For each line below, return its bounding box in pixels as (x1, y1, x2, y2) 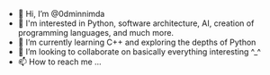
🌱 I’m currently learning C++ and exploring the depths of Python (17, 37, 256, 47)
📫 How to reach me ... (17, 56, 102, 67)
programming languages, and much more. (17, 28, 174, 37)
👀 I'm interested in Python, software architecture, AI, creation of (17, 18, 255, 29)
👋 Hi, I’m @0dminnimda (17, 9, 105, 19)
